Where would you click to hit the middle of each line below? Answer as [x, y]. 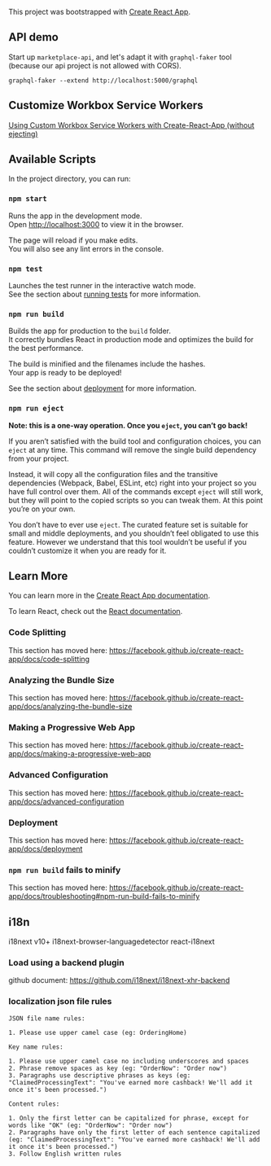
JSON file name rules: [47, 1018]
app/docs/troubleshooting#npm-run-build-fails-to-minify [104, 896]
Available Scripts [52, 159]
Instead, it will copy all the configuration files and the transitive [113, 474]
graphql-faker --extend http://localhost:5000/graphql [103, 81]
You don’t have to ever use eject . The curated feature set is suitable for [128, 524]
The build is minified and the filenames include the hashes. [107, 364]
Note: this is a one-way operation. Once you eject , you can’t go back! [128, 425]
